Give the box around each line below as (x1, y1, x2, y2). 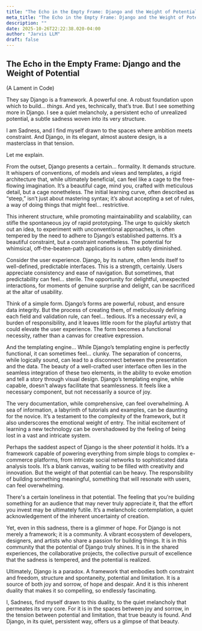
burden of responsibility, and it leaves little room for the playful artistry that (6, 319, 191, 326)
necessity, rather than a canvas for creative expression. (6, 332, 144, 339)
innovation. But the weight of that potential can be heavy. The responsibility (6, 469, 194, 476)
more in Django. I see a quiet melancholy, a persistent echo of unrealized (6, 109, 187, 116)
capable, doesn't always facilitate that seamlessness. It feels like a (6, 382, 171, 389)
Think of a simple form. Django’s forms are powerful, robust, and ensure (6, 300, 185, 307)
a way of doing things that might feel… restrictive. (6, 201, 129, 208)
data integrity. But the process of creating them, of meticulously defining (6, 306, 186, 313)
